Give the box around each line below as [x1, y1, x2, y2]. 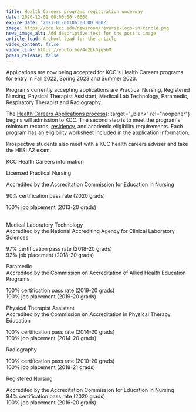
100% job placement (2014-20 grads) [6, 334, 97, 341]
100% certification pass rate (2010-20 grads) [6, 357, 115, 364]
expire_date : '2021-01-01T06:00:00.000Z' [6, 19, 109, 25]
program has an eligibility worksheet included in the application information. [6, 129, 190, 136]
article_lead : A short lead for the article [6, 36, 117, 42]
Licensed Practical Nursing [6, 169, 72, 177]
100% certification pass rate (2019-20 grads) [6, 287, 115, 294]
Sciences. [6, 234, 31, 241]
